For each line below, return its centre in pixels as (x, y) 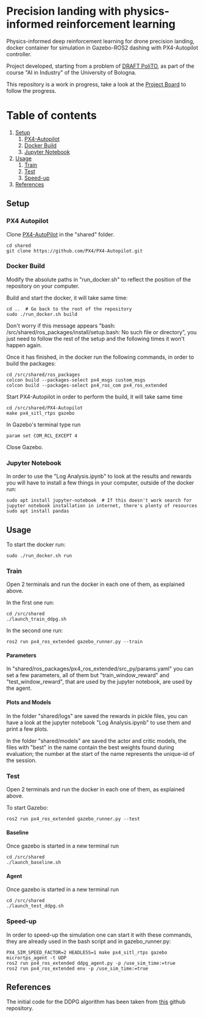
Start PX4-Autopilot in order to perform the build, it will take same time (94, 397)
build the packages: (31, 363)
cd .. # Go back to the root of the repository (69, 309)
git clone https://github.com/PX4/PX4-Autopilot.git (75, 251)
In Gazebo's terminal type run (44, 424)
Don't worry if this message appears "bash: (61, 326)
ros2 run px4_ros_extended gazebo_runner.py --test (73, 819)
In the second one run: (35, 631)
